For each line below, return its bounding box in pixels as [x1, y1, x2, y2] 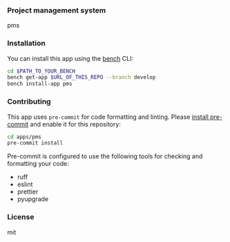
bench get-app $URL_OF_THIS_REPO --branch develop [7, 74, 156, 81]
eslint [17, 180, 33, 189]
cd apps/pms [7, 133, 41, 140]
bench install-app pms [7, 80, 73, 88]
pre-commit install [7, 140, 64, 147]
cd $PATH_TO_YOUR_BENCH [7, 68, 76, 75]
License [7, 212, 35, 222]
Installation [7, 39, 46, 48]
